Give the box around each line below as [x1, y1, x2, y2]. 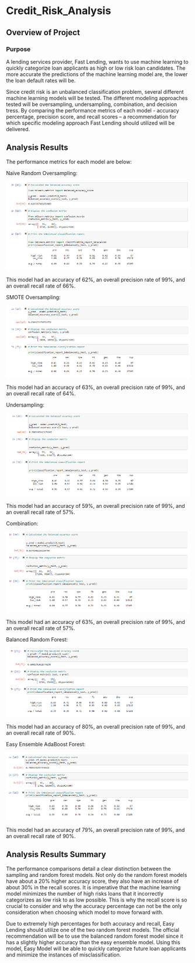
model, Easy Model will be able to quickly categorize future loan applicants [6, 945, 186, 952]
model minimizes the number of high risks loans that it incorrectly [6, 890, 163, 897]
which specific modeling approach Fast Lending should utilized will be [6, 119, 175, 127]
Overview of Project [6, 28, 81, 37]
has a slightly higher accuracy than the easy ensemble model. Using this [6, 938, 180, 945]
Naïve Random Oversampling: [6, 169, 78, 176]
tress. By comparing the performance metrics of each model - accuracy [6, 107, 179, 114]
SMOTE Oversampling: [6, 294, 61, 301]
